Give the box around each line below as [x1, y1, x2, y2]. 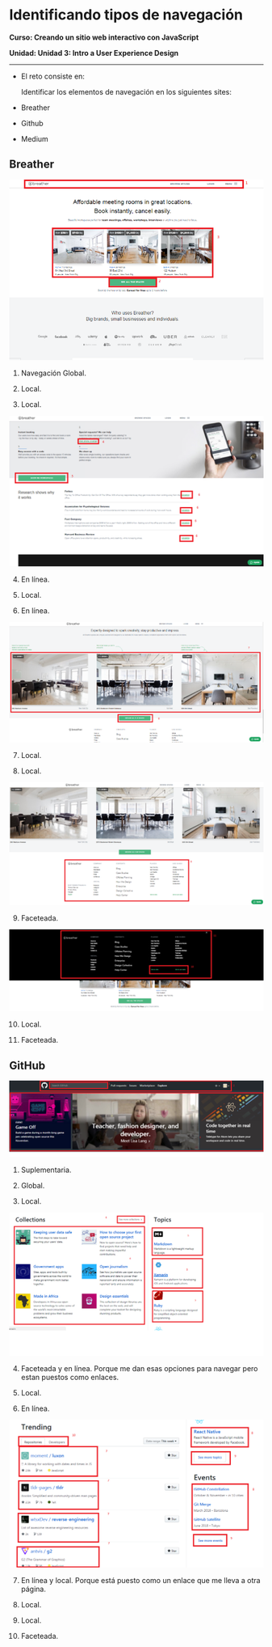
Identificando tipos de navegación [9, 6, 244, 24]
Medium [20, 133, 49, 143]
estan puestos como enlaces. [20, 1373, 119, 1382]
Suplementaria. [20, 1165, 72, 1175]
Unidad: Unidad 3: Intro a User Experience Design [9, 48, 179, 57]
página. [20, 1584, 47, 1594]
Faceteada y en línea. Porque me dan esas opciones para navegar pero [20, 1364, 258, 1374]
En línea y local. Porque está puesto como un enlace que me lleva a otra [20, 1576, 261, 1586]
